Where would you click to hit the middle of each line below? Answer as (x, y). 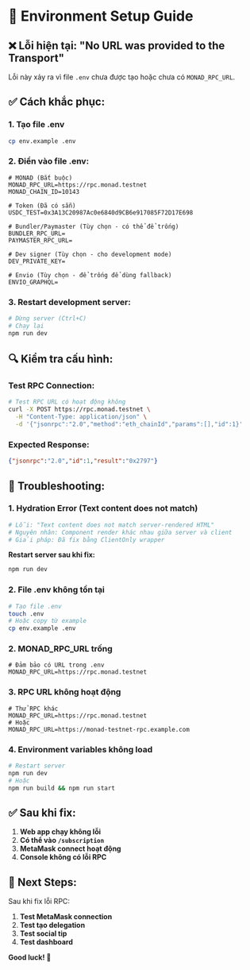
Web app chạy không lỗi (60, 832)
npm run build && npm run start (62, 788)
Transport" (37, 58)
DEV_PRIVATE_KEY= (37, 261)
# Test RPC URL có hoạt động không (67, 402)
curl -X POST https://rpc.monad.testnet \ (79, 410)
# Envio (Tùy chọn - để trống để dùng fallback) (90, 275)
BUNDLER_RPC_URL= (37, 234)
